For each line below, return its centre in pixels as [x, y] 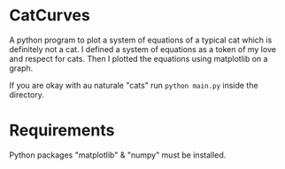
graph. [21, 68]
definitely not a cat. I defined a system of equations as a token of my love [143, 49]
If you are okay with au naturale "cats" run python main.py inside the [134, 85]
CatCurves [50, 15]
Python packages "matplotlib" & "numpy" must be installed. [118, 155]
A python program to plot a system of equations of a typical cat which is [141, 40]
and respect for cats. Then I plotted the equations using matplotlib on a [139, 58]
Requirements [62, 131]
